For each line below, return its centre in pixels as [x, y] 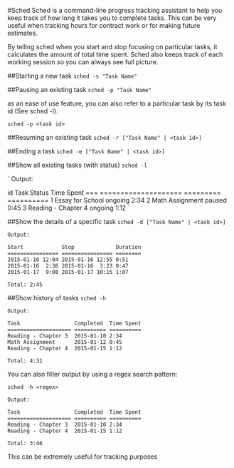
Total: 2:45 [25, 285]
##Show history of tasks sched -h [57, 298]
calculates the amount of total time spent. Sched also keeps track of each [115, 54]
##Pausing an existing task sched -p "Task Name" [80, 90]
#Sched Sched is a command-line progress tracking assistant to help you [115, 10]
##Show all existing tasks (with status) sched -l [78, 165]
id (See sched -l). [33, 111]
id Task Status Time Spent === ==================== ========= [115, 193]
